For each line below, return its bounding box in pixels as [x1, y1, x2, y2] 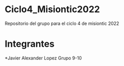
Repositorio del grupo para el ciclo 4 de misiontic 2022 [5, 20, 119, 26]
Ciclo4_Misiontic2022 [5, 4, 100, 15]
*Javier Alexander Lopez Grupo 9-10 [5, 55, 82, 61]
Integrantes [5, 38, 55, 50]
